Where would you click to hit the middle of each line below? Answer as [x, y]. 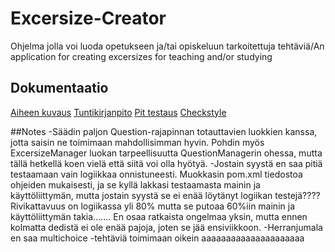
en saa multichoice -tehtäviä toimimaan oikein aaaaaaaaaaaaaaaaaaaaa [157, 238]
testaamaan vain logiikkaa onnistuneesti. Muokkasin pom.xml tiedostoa [156, 174]
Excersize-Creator [88, 18]
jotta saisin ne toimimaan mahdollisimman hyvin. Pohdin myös [137, 142]
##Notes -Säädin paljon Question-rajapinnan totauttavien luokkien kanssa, [164, 131]
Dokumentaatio [59, 88]
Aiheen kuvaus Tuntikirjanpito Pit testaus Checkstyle [118, 112]
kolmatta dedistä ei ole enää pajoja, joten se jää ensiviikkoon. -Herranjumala [166, 227]
